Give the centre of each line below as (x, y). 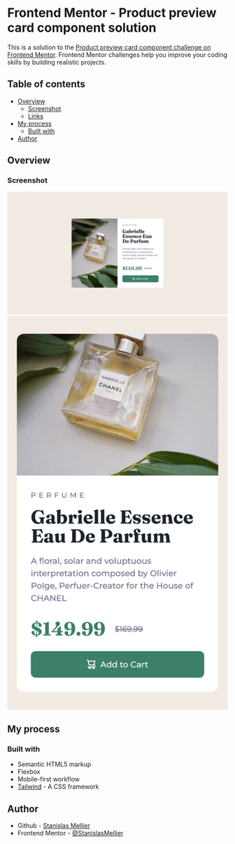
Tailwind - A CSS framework (58, 786)
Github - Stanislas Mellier (54, 826)
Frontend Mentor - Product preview (112, 13)
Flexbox (29, 772)
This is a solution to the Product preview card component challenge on (109, 47)
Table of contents (46, 85)
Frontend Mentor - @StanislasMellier (70, 833)
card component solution (82, 28)
